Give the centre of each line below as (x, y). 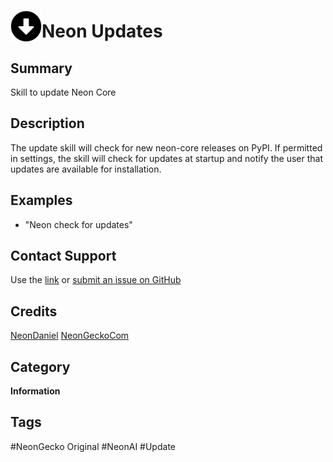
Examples (41, 200)
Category (40, 366)
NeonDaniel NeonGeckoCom (70, 336)
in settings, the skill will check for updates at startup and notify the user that (166, 158)
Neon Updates (102, 31)
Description (47, 123)
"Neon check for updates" (78, 224)
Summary (41, 68)
